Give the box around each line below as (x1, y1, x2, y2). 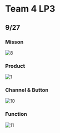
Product (5, 62, 25, 69)
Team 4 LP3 (5, 3, 55, 15)
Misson (5, 38, 24, 46)
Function (5, 111, 27, 118)
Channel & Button (5, 86, 48, 94)
